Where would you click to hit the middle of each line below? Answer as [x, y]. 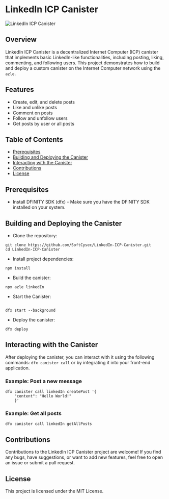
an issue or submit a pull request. [40, 463]
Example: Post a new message [44, 381]
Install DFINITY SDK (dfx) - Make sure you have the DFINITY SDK [81, 202]
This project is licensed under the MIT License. [54, 491]
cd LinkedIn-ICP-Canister [33, 249]
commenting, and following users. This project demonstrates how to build [82, 63]
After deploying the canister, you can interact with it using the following [80, 357]
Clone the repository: [35, 235]
